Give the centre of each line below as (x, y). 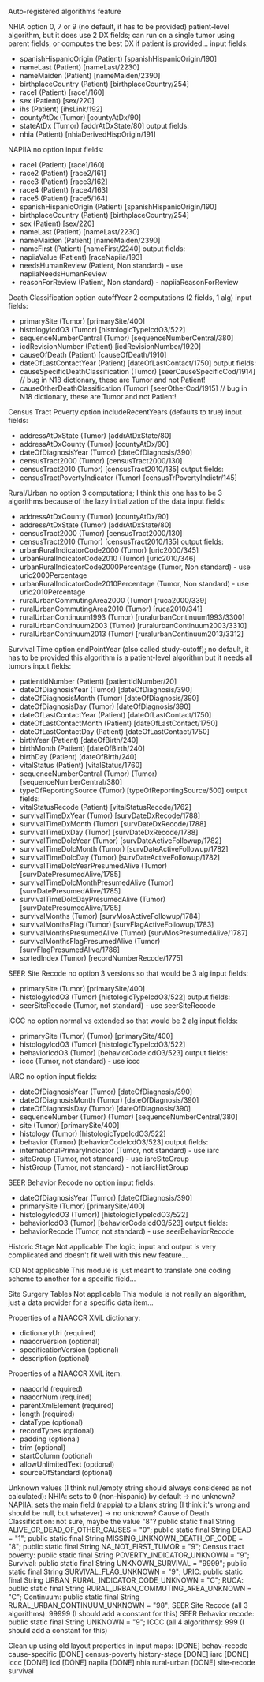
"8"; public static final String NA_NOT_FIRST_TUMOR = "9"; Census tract (126, 1547)
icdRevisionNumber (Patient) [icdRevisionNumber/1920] (110, 346)
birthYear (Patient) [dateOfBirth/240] (79, 740)
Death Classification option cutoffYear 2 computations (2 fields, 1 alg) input (130, 298)
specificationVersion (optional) (69, 1350)
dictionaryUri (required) (58, 1333)
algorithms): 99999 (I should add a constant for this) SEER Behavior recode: (131, 1614)
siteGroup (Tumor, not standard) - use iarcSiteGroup (104, 1159)
